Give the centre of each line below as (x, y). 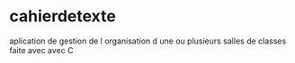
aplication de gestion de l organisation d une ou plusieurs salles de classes (148, 41)
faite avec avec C (41, 50)
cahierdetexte (63, 16)
